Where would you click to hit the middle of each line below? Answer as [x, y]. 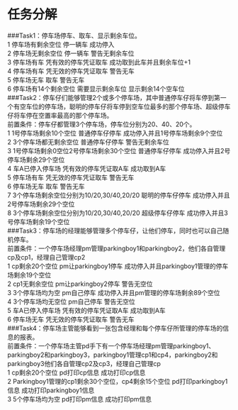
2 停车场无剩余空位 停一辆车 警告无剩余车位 [71, 53]
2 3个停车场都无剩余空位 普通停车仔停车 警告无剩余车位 [88, 142]
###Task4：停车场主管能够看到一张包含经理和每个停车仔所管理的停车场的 [115, 328]
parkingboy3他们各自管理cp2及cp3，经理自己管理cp [84, 363]
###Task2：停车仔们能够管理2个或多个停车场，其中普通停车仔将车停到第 [114, 97]
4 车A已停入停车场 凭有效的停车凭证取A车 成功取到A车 [87, 168]
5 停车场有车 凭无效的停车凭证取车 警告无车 [71, 177]
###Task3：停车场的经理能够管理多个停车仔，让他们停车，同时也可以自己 [115, 231]
